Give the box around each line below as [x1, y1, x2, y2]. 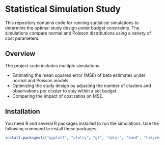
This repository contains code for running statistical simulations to [5, 20, 139, 26]
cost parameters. [5, 35, 40, 41]
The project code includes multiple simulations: [5, 62, 101, 68]
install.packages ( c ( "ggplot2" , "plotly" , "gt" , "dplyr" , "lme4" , [5, 135, 141, 140]
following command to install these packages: [5, 125, 98, 131]
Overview [5, 50, 36, 58]
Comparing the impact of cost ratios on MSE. [12, 93, 104, 99]
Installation [5, 107, 40, 116]
